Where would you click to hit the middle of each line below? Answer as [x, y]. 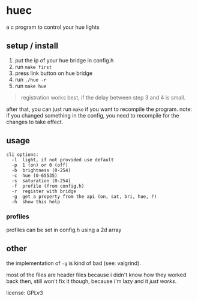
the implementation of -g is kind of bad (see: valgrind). [73, 263]
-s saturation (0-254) [41, 180]
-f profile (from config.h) [48, 186]
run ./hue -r [31, 79]
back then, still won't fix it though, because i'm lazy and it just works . [91, 281]
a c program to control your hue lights [53, 27]
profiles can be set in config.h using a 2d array [64, 230]
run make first [33, 67]
